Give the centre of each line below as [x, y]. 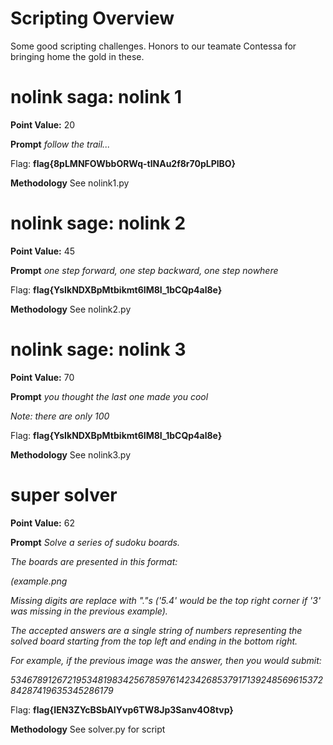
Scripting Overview [92, 18]
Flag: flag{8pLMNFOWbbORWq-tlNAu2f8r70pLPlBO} [123, 163]
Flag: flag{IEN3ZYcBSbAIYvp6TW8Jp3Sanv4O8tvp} [122, 709]
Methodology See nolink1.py [70, 183]
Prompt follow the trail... [60, 144]
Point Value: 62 [42, 523]
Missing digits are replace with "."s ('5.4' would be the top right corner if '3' [166, 600]
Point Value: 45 [43, 251]
